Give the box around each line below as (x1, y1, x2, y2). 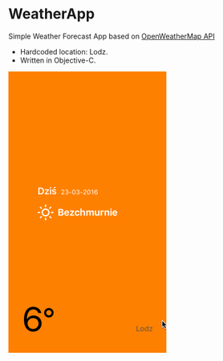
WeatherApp (8, 5, 95, 23)
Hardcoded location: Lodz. (19, 47, 108, 56)
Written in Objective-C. (19, 55, 96, 65)
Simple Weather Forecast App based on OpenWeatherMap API (8, 31, 215, 41)
